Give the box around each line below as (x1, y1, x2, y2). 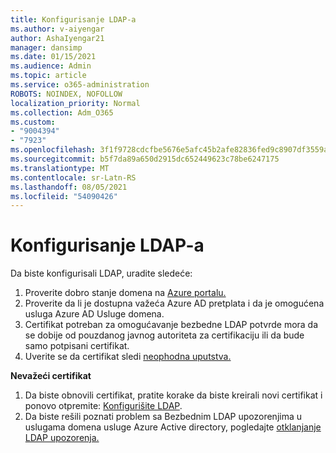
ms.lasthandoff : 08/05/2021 (10, 182, 128, 192)
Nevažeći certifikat (10, 370, 92, 382)
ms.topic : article (10, 71, 87, 81)
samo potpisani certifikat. (24, 340, 130, 352)
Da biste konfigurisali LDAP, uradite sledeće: (10, 267, 193, 280)
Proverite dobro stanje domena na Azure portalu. (24, 287, 227, 299)
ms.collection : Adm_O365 (10, 107, 114, 118)
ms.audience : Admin (10, 61, 92, 71)
